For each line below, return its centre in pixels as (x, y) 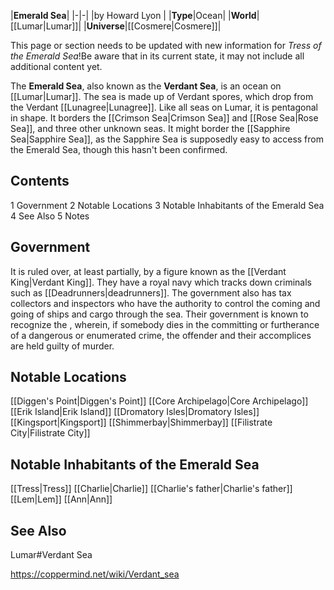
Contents (40, 181)
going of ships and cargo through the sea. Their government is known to (159, 314)
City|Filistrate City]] (50, 433)
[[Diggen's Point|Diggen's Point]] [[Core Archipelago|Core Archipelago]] (159, 401)
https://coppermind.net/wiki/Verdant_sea (95, 574)
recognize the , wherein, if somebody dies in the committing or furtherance (165, 324)
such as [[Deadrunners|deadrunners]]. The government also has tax (151, 292)
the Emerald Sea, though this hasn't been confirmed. (119, 149)
